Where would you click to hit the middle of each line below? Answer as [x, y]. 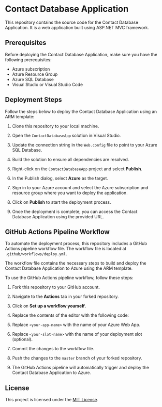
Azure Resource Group [35, 74]
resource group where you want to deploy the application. [70, 193]
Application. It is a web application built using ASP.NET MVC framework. [77, 27]
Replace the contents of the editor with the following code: [70, 315]
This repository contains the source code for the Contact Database [72, 22]
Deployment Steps [33, 100]
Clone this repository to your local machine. [55, 126]
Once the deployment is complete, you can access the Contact [75, 212]
